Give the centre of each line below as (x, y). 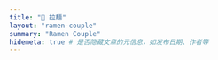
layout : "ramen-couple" (53, 26)
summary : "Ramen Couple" (55, 34)
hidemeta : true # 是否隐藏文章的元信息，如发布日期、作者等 (109, 42)
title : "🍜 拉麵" (38, 17)
